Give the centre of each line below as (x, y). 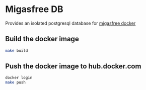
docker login (19, 78)
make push (16, 82)
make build (17, 51)
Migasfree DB (34, 9)
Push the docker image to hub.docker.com (73, 66)
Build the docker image (42, 39)
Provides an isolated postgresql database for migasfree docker (70, 23)
